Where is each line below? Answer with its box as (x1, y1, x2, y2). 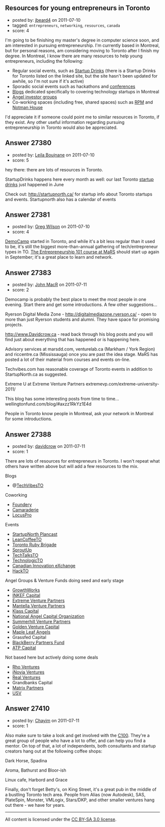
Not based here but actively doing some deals (5, 654, 98, 661)
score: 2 (12, 287, 29, 293)
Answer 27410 (5, 705, 50, 713)
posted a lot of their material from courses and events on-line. (5, 356, 131, 362)
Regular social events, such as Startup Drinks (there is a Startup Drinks (12, 68, 156, 74)
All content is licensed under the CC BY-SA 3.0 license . (5, 816, 117, 822)
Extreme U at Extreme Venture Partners (5, 381, 85, 387)
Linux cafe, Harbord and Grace (5, 777, 68, 783)
